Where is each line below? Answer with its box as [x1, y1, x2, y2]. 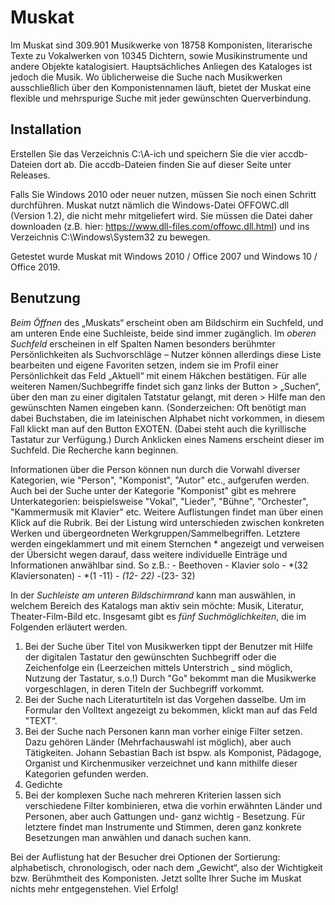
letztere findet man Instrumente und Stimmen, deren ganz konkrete [24, 821, 302, 833]
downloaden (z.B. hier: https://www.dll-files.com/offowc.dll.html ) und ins [10, 220, 310, 232]
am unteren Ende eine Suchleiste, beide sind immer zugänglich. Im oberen [10, 327, 317, 339]
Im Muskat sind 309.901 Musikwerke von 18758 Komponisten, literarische [10, 39, 313, 51]
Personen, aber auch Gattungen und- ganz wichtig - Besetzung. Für [24, 810, 306, 822]
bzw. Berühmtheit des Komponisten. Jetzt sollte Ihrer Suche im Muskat [10, 872, 302, 884]
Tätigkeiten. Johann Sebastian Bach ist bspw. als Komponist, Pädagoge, [24, 746, 322, 758]
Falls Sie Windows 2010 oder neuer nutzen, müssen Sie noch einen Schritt [10, 188, 317, 200]
